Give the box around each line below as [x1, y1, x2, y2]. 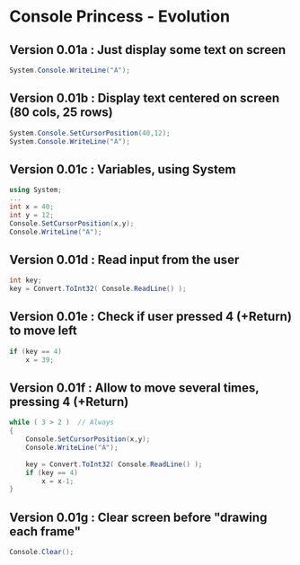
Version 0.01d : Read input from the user [9, 252, 240, 267]
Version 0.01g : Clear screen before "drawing [9, 509, 268, 525]
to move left [9, 323, 78, 339]
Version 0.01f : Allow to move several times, [9, 380, 260, 396]
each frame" [9, 524, 81, 539]
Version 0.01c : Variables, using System [9, 162, 236, 177]
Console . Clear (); [9, 548, 75, 557]
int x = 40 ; [9, 202, 54, 211]
